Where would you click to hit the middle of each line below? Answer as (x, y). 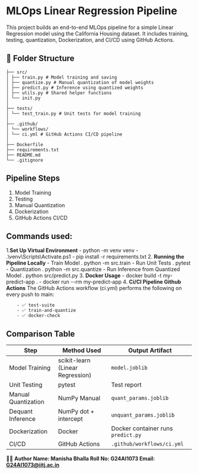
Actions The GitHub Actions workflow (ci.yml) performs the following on (94, 288)
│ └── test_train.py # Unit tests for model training (74, 114)
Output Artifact (150, 350)
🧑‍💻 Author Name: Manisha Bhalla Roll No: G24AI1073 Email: (80, 459)
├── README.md (24, 155)
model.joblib (129, 368)
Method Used (82, 350)
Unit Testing (26, 385)
